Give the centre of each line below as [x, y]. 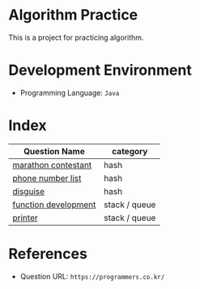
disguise [29, 191]
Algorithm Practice [73, 15]
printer [25, 218]
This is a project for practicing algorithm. [76, 37]
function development [54, 205]
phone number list [47, 178]
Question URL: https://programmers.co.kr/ [92, 276]
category [130, 151]
